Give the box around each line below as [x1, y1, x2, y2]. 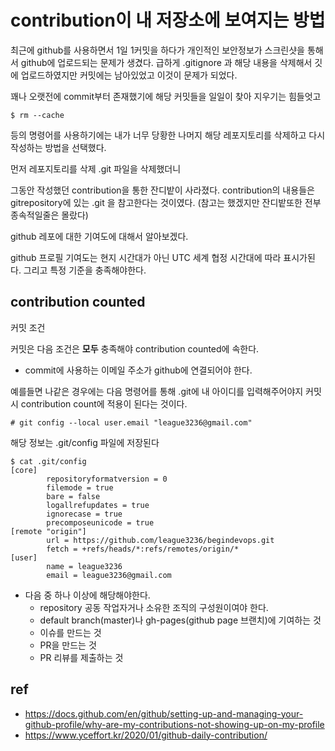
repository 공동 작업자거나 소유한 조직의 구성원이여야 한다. [39, 601, 269, 613]
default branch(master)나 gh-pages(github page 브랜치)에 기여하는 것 [39, 614, 322, 626]
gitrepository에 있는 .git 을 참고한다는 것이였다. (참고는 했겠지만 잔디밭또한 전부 [10, 196, 322, 208]
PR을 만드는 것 [39, 639, 97, 651]
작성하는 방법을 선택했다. [10, 141, 107, 153]
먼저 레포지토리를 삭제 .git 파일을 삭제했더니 [10, 162, 182, 175]
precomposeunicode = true [46, 517, 155, 528]
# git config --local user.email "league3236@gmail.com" [10, 417, 253, 428]
